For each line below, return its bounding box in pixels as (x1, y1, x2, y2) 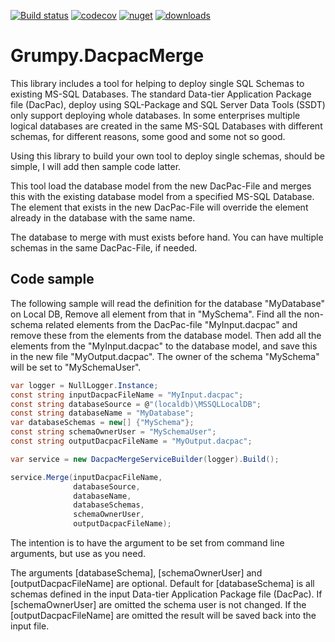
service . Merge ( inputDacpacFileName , (10, 472, 163, 482)
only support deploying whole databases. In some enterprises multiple (10, 109, 301, 121)
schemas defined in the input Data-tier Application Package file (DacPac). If (10, 588, 323, 600)
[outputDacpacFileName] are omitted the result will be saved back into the (10, 610, 317, 621)
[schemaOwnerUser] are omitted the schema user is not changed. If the (10, 599, 307, 610)
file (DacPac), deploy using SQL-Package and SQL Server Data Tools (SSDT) (10, 98, 326, 110)
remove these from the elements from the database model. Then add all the (10, 329, 322, 341)
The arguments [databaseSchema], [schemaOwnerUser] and (10, 567, 263, 579)
